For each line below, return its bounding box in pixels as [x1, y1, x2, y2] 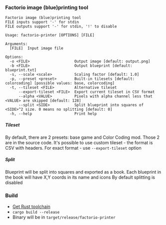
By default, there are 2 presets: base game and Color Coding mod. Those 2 [5, 134, 160, 141]
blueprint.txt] [5, 68, 37, 73]
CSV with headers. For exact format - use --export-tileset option [5, 145, 142, 151]
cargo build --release [12, 210, 60, 215]
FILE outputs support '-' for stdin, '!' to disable [5, 24, 117, 29]
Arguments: [5, 41, 28, 46]
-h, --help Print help [9, 111, 97, 116]
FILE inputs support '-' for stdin [5, 19, 79, 25]
